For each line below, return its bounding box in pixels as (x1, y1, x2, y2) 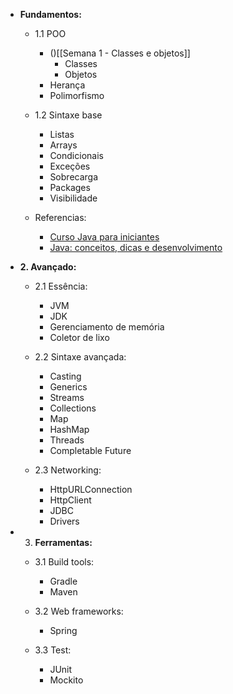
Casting (49, 370, 82, 382)
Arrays (49, 139, 78, 151)
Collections (49, 402, 97, 414)
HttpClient (49, 494, 92, 506)
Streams (49, 392, 85, 403)
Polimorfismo (49, 90, 105, 101)
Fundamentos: (19, 9, 82, 20)
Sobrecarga (49, 171, 99, 183)
